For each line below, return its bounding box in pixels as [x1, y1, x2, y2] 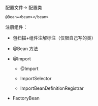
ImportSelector [20, 76, 52, 81]
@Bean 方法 [12, 46, 38, 52]
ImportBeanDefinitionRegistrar [20, 85, 84, 91]
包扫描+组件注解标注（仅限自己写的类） [12, 35, 96, 41]
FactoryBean [12, 95, 40, 101]
